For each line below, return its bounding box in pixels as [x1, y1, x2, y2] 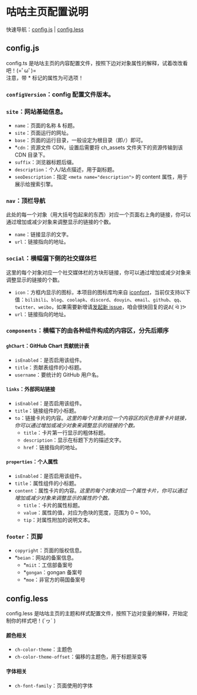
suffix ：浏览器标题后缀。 [14, 158, 77, 165]
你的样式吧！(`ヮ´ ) [11, 617, 56, 625]
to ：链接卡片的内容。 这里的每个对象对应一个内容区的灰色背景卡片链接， [14, 414, 190, 421]
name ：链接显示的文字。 [14, 231, 72, 238]
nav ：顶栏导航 [6, 196, 46, 205]
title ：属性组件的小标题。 [14, 480, 80, 487]
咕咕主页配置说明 [6, 5, 89, 19]
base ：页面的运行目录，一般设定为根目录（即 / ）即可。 [14, 136, 147, 144]
